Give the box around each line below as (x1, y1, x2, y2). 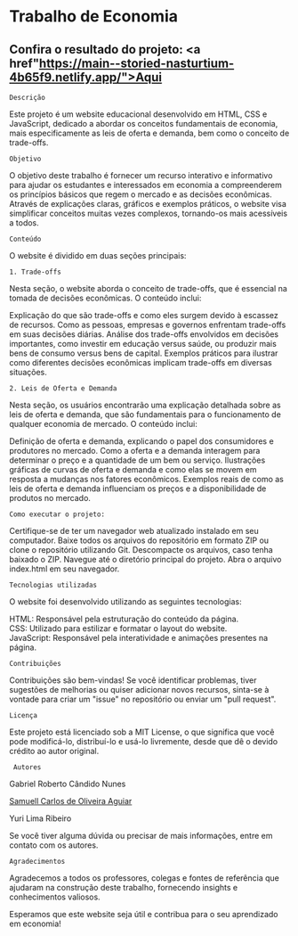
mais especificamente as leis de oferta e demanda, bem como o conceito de (9, 127, 290, 138)
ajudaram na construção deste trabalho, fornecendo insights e (9, 883, 238, 892)
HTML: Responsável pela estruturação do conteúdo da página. (9, 613, 239, 624)
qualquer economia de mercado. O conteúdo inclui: (9, 419, 197, 429)
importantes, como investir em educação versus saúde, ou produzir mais (9, 339, 278, 349)
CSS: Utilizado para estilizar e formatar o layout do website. (9, 623, 228, 634)
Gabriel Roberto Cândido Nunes (9, 778, 126, 789)
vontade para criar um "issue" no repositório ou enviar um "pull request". (9, 694, 277, 704)
